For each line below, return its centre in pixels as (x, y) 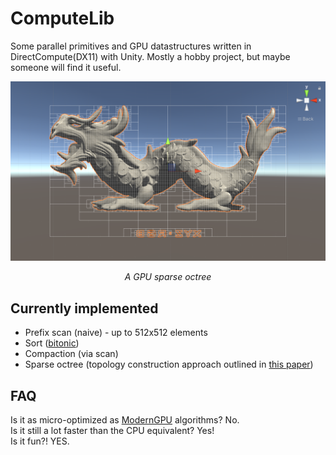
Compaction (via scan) (71, 354)
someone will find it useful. (66, 67)
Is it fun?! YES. (40, 441)
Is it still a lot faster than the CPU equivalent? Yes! (112, 430)
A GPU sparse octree (168, 277)
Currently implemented (84, 308)
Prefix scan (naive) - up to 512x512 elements (116, 333)
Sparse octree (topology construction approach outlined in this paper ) (169, 364)
